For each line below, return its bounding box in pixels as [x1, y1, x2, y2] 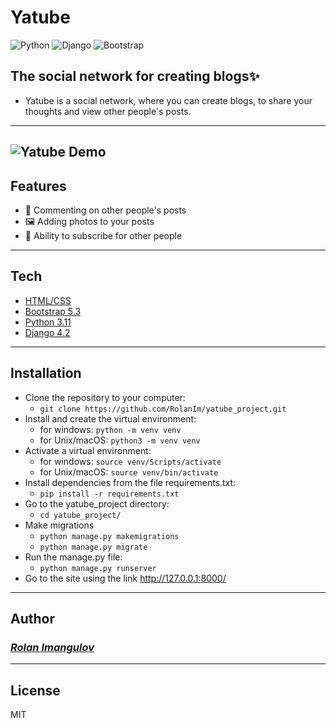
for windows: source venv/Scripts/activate [39, 455, 222, 467]
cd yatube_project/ [39, 510, 122, 520]
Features [10, 177, 67, 195]
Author [10, 610, 55, 627]
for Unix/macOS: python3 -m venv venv [39, 434, 201, 446]
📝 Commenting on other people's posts [24, 204, 187, 216]
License [10, 682, 61, 699]
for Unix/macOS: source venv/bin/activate [39, 466, 219, 478]
